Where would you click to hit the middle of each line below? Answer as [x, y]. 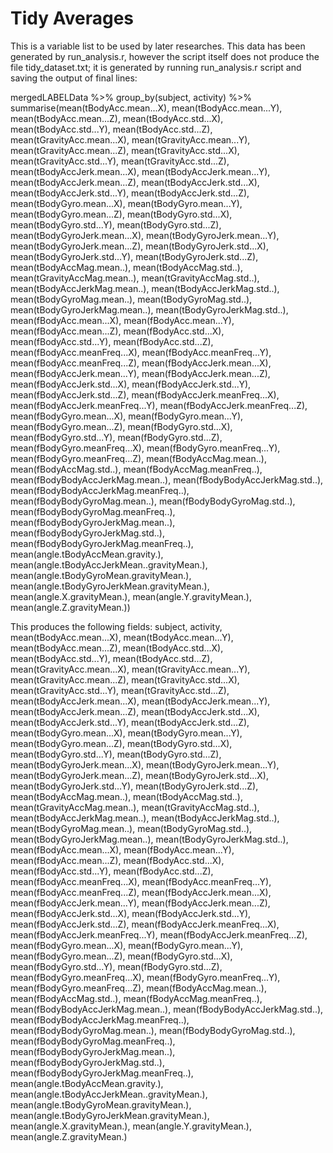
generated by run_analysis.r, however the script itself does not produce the [165, 56]
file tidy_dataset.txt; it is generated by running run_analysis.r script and [156, 67]
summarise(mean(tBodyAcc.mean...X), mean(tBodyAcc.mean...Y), [146, 108]
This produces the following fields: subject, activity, [116, 626]
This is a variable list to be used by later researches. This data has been [158, 46]
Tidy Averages [72, 18]
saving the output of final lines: [74, 78]
